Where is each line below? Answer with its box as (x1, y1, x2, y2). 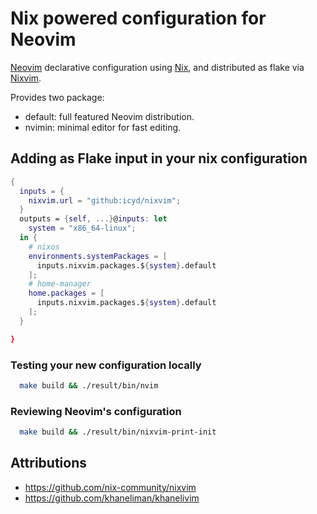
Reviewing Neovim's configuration (10, 404, 182, 418)
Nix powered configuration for (10, 7, 267, 30)
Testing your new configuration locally (10, 358, 202, 372)
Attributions (10, 455, 88, 472)
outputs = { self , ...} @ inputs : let (19, 214, 168, 224)
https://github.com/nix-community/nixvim (24, 481, 197, 493)
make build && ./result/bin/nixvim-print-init (19, 427, 217, 437)
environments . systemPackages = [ (28, 251, 168, 261)
